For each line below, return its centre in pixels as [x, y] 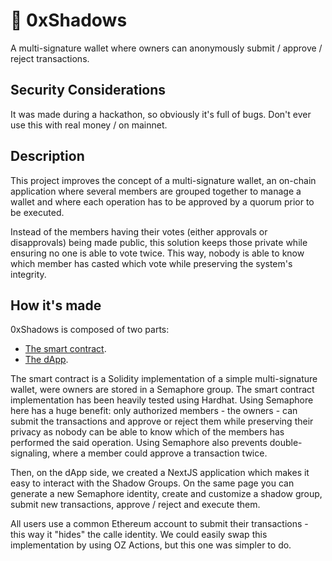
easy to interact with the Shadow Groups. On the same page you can [152, 483]
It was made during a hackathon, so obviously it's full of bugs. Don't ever [161, 114]
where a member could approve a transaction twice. [160, 453]
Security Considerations [88, 90]
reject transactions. [50, 58]
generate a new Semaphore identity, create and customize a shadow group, [166, 494]
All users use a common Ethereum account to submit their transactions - [159, 524]
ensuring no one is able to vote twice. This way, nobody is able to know [157, 253]
